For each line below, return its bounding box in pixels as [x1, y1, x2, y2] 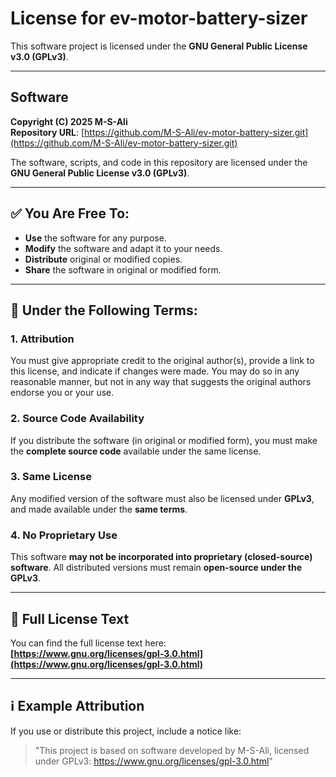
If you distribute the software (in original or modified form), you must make [10, 434, 318, 446]
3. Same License [10, 470, 92, 484]
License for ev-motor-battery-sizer [10, 7, 308, 30]
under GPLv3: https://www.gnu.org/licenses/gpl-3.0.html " [34, 755, 273, 767]
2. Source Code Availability [10, 412, 145, 426]
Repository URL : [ [10, 126, 85, 138]
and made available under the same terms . [10, 503, 188, 515]
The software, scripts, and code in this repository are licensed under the [10, 156, 308, 168]
